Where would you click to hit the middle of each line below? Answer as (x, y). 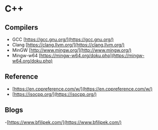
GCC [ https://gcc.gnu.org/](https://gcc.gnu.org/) (63, 39)
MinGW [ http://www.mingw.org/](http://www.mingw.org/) (72, 50)
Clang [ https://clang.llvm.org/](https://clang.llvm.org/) (68, 45)
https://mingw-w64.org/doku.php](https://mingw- (92, 55)
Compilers (22, 27)
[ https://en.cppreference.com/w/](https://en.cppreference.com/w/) (82, 89)
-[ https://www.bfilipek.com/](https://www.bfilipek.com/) (63, 122)
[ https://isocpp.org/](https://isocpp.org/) (54, 94)
